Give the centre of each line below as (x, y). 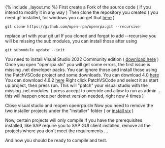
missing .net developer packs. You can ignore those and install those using (81, 70)
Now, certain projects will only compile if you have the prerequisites (74, 120)
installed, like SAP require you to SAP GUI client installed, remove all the (78, 126)
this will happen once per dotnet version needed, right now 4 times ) (75, 96)
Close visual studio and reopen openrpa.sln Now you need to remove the (79, 105)
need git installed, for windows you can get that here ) (60, 18)
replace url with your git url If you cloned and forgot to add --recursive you (81, 36)
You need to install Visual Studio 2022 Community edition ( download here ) (82, 59)
